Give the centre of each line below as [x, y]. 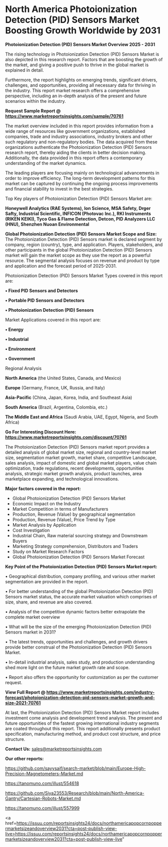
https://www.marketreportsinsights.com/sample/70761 [64, 116]
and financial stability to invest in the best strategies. [59, 188]
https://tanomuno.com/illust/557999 [42, 808]
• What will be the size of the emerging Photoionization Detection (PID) [78, 626]
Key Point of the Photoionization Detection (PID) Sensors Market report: [81, 566]
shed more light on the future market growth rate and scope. [67, 667]
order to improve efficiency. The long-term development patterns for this [80, 178]
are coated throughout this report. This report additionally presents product [83, 728]
